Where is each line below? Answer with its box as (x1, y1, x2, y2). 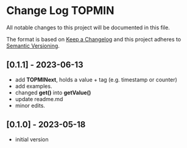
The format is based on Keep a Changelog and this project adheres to (6, 35, 182, 43)
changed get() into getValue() (15, 89, 91, 96)
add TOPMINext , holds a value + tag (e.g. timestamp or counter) (15, 76, 178, 83)
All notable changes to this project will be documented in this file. (6, 24, 171, 31)
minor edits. (15, 102, 46, 109)
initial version (15, 135, 49, 143)
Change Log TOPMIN (6, 4, 115, 18)
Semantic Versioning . (6, 42, 60, 49)
